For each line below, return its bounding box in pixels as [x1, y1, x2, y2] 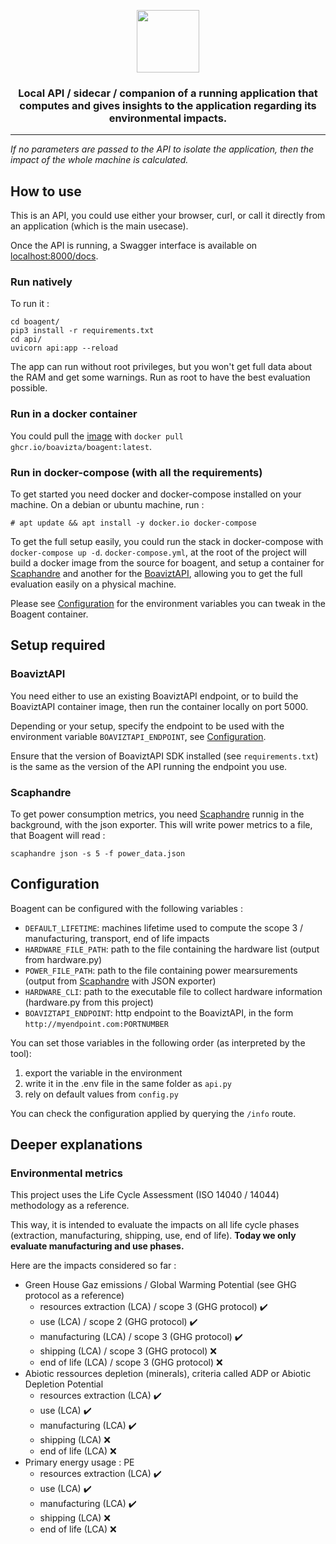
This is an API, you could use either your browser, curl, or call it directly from [10, 210, 326, 222]
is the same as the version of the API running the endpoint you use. [10, 760, 288, 772]
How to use [10, 183, 82, 200]
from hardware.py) [24, 953, 103, 965]
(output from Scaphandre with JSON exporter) [24, 975, 217, 987]
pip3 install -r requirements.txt [10, 326, 155, 336]
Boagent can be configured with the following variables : [10, 902, 243, 914]
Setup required [10, 637, 106, 654]
